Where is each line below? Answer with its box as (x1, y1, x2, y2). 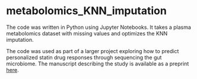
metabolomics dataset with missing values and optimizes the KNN (6, 29, 168, 37)
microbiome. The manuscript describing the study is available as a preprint (6, 60, 189, 67)
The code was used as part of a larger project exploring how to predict (6, 47, 179, 54)
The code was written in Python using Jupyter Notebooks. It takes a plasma (6, 24, 192, 31)
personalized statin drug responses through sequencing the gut (6, 54, 162, 61)
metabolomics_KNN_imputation (6, 4, 167, 18)
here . (6, 66, 19, 73)
